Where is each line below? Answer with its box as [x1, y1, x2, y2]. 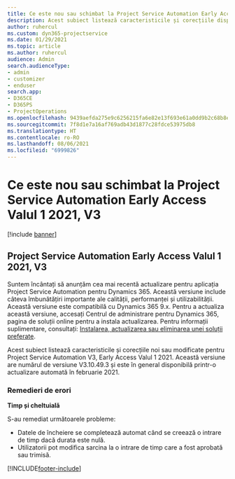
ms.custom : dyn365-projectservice [7, 29, 108, 37]
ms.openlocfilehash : [7, 114, 68, 121]
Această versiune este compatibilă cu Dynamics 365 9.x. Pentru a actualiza [7, 302, 225, 310]
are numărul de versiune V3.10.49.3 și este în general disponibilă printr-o [7, 360, 217, 368]
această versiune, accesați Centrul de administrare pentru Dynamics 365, [7, 310, 219, 318]
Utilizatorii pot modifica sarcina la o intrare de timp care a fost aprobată [17, 443, 223, 452]
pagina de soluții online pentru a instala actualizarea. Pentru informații [7, 317, 208, 326]
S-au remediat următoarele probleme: [7, 415, 116, 424]
